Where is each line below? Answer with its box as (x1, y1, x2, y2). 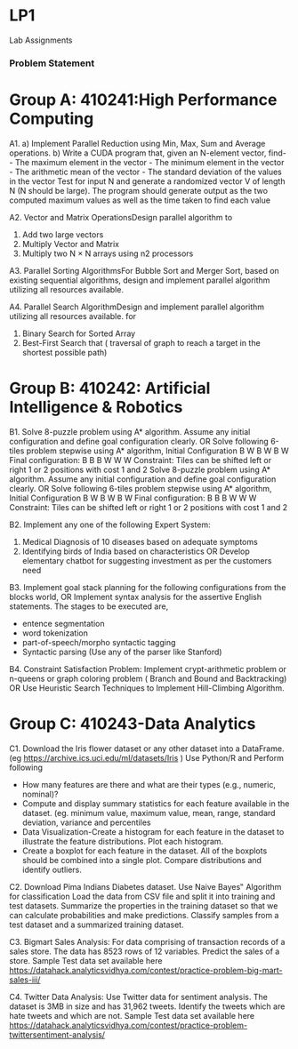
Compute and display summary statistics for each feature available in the (21, 797, 290, 809)
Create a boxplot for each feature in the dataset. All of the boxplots (21, 845, 268, 856)
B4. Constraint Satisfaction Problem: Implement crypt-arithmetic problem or (9, 663, 287, 674)
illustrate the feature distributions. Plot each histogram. (21, 836, 224, 846)
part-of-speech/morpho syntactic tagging (21, 637, 176, 647)
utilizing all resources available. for (9, 310, 136, 321)
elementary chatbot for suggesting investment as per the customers (21, 555, 272, 565)
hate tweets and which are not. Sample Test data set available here (9, 1010, 255, 1021)
